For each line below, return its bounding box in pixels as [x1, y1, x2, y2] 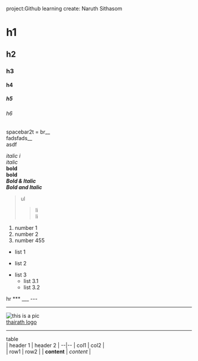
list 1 [14, 248, 26, 255]
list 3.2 [23, 284, 40, 291]
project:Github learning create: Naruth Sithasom [6, 5, 123, 12]
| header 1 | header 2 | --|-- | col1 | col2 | [6, 342, 105, 349]
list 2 [14, 259, 27, 266]
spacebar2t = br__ [6, 128, 50, 135]
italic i [6, 152, 21, 159]
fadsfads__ [6, 134, 32, 141]
